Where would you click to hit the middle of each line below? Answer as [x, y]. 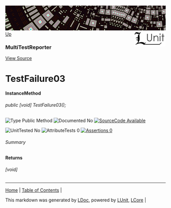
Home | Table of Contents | [34, 190]
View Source [19, 58]
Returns [14, 158]
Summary [16, 142]
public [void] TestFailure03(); [36, 105]
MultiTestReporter [28, 47]
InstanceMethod [23, 93]
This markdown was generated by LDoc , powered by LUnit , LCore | [76, 200]
